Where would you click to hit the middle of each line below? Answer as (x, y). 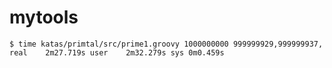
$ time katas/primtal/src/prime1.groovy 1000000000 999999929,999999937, (166, 44)
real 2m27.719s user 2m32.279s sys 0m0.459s (117, 52)
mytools (44, 17)
